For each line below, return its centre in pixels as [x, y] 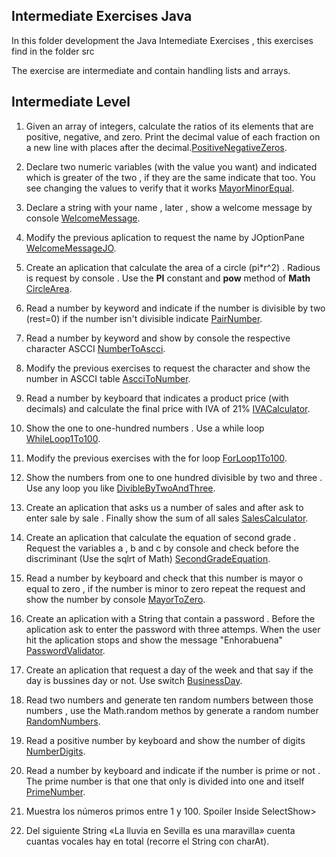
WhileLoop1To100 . [63, 438]
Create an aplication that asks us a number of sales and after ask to [164, 507]
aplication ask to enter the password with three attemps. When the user [173, 629]
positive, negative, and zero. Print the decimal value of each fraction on [173, 136]
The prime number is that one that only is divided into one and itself [165, 781]
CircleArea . [49, 288]
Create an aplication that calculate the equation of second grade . [161, 537]
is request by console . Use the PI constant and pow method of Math [168, 278]
